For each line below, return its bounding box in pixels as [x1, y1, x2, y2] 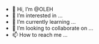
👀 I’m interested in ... [11, 12, 63, 19]
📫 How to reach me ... [11, 32, 68, 38]
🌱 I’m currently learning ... [11, 18, 76, 25]
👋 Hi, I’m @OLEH [11, 6, 53, 12]
